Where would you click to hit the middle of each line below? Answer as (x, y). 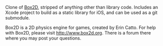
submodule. (18, 18)
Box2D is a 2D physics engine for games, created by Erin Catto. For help (80, 27)
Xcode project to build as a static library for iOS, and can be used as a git (81, 12)
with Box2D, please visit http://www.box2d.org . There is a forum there (78, 33)
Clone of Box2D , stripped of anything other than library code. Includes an (82, 7)
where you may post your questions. (43, 38)
